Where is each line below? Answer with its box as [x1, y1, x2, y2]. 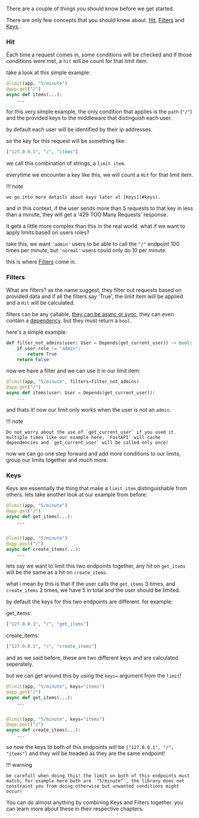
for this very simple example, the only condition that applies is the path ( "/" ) [6, 108, 192, 115]
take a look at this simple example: [6, 69, 91, 76]
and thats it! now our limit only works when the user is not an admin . [6, 406, 171, 413]
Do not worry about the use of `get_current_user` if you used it [6, 429, 174, 435]
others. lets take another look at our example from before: [6, 491, 147, 499]
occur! [6, 788, 23, 795]
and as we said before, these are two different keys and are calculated [6, 654, 178, 662]
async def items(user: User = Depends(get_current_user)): [6, 390, 156, 396]
